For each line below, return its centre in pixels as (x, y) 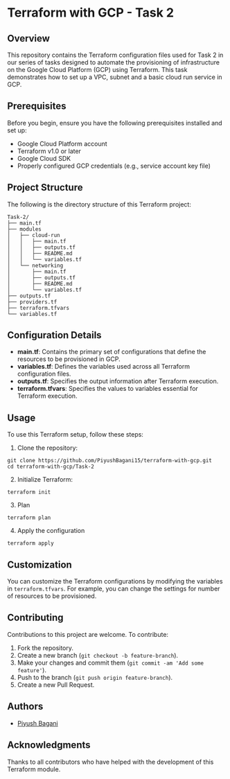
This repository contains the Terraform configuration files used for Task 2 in (115, 55)
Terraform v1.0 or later (49, 151)
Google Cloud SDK (44, 158)
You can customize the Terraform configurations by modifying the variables (115, 581)
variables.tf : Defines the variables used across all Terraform (104, 367)
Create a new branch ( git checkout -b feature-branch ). (98, 655)
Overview (29, 38)
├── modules (24, 229)
